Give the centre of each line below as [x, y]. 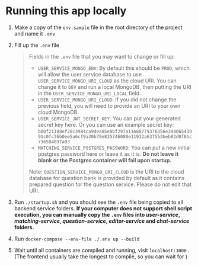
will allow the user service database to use [90, 74]
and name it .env [35, 33]
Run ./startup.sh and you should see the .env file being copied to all [98, 202]
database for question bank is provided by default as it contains [107, 178]
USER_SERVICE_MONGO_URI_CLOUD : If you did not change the [107, 100]
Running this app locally [66, 11]
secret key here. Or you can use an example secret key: [106, 124]
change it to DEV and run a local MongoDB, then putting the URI [115, 86]
